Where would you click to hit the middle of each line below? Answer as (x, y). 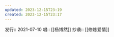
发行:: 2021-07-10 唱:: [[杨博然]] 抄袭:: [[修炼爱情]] (57, 29)
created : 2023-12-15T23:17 (33, 14)
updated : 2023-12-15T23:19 (33, 10)
